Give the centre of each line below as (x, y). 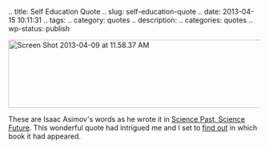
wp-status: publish (39, 28)
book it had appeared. (45, 136)
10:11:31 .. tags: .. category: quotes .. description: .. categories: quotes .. (135, 20)
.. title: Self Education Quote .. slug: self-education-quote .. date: (115, 12)
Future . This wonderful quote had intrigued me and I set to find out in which (133, 128)
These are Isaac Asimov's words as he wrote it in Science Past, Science (127, 119)
